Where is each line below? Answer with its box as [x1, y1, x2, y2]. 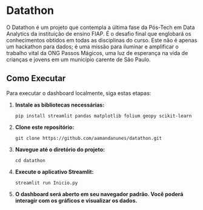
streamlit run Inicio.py [15, 180, 78, 186]
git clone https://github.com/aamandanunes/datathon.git [15, 135, 162, 141]
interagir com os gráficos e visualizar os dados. [15, 197, 138, 204]
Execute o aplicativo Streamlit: [15, 168, 94, 176]
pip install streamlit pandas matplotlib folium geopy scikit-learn [15, 113, 192, 119]
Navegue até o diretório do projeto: [15, 146, 105, 153]
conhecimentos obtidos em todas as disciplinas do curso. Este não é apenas [6, 36, 198, 44]
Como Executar [6, 73, 66, 84]
